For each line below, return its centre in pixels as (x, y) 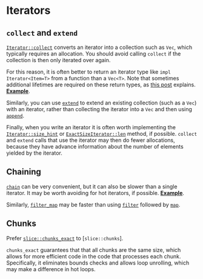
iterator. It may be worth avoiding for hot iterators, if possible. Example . (95, 193)
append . (15, 116)
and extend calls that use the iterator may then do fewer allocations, (91, 140)
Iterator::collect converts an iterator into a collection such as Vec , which (99, 47)
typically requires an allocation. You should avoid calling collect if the (94, 54)
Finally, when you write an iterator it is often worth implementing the (91, 127)
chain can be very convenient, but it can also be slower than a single (92, 186)
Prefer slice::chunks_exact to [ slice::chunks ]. (65, 238)
